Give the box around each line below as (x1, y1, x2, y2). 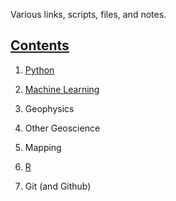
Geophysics (24, 102, 75, 114)
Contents (10, 37, 70, 54)
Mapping (24, 141, 62, 153)
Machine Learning (24, 83, 100, 95)
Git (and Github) (24, 180, 92, 192)
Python (24, 64, 55, 76)
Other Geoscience (24, 122, 101, 134)
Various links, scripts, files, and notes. (10, 9, 167, 20)
